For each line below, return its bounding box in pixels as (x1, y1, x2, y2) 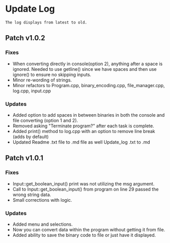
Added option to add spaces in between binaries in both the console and (12, 112, 165, 118)
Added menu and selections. (12, 221, 73, 227)
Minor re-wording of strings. (12, 77, 72, 83)
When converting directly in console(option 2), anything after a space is (12, 61, 163, 67)
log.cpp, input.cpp (12, 88, 51, 94)
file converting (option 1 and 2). (12, 117, 78, 123)
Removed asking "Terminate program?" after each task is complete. (12, 123, 154, 129)
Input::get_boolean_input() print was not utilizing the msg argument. (12, 180, 155, 186)
